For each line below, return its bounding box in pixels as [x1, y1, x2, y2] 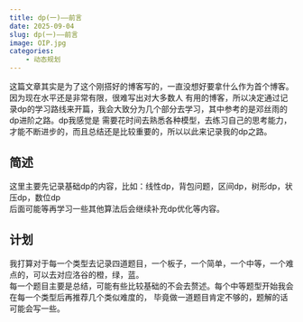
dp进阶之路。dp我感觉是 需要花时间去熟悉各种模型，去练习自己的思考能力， [9, 115, 292, 125]
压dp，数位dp [9, 191, 61, 203]
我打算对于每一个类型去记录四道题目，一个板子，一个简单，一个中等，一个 [9, 258, 286, 269]
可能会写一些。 [9, 303, 65, 314]
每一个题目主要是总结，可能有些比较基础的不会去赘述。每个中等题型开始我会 [9, 281, 294, 291]
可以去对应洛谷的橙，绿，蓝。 [32, 269, 144, 280]
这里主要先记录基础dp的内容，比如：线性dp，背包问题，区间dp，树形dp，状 [9, 180, 293, 191]
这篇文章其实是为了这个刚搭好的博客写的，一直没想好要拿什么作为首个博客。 [9, 81, 294, 91]
